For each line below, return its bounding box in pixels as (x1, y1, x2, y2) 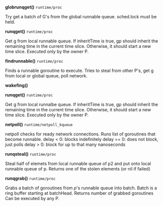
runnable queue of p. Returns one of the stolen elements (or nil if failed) (5, 166, 151, 172)
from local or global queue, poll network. (5, 73, 88, 78)
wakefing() (5, 82, 28, 88)
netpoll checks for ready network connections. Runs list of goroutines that (5, 131, 156, 137)
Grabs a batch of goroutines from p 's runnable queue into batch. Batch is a (5, 185, 157, 191)
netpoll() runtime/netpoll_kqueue (5, 122, 73, 127)
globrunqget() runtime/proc (5, 4, 63, 10)
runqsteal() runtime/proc (5, 151, 57, 157)
